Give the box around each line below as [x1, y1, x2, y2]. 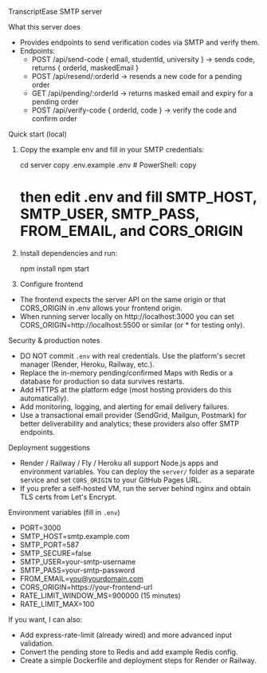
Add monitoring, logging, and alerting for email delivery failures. [19, 402, 230, 411]
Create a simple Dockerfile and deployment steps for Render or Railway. [19, 655, 257, 665]
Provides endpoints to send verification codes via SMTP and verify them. [19, 37, 260, 47]
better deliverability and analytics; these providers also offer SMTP [19, 419, 240, 428]
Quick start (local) [8, 129, 68, 139]
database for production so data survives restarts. [19, 376, 185, 386]
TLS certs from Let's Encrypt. [19, 492, 117, 502]
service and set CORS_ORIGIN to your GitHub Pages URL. [19, 474, 202, 485]
